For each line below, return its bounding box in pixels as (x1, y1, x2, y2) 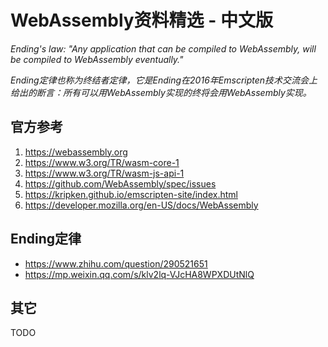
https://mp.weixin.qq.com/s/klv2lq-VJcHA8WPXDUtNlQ (24, 268, 255, 280)
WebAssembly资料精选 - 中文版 (10, 9, 273, 32)
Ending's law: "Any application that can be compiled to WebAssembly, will (10, 42, 317, 55)
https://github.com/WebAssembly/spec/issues (24, 177, 217, 190)
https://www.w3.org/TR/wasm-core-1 (24, 156, 180, 168)
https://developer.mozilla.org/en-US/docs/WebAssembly (24, 199, 259, 211)
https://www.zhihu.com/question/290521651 (24, 257, 208, 270)
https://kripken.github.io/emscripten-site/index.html (24, 188, 238, 200)
